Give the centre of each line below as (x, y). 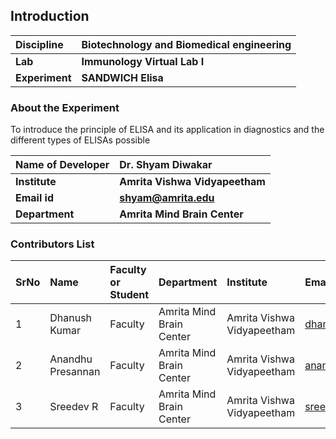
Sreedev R (74, 407)
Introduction (50, 16)
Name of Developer (62, 165)
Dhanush (71, 318)
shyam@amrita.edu (167, 198)
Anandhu (71, 359)
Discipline (39, 44)
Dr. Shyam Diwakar (166, 165)
